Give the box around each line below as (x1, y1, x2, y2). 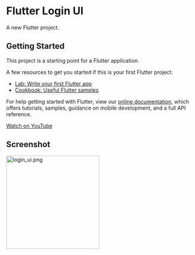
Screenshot (6, 139, 51, 150)
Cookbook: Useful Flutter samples (14, 86, 99, 94)
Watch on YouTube (6, 122, 52, 129)
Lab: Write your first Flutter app (14, 80, 92, 87)
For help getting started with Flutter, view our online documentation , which (6, 98, 190, 105)
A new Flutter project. (6, 24, 60, 31)
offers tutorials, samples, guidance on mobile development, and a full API (6, 104, 186, 111)
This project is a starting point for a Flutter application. (6, 57, 140, 64)
